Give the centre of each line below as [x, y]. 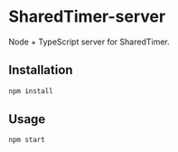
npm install [31, 91]
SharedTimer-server [87, 17]
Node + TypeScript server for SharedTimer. [89, 42]
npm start [27, 140]
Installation [41, 70]
